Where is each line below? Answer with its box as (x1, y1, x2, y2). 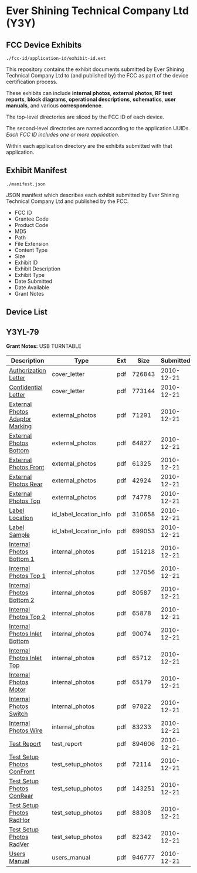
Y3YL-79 (6, 327, 39, 337)
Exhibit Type (14, 271, 45, 278)
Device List (6, 307, 48, 317)
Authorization (9, 367, 46, 375)
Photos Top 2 (9, 613, 46, 621)
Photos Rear (9, 480, 43, 488)
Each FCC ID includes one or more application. (6, 131, 120, 138)
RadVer (9, 840, 29, 848)
